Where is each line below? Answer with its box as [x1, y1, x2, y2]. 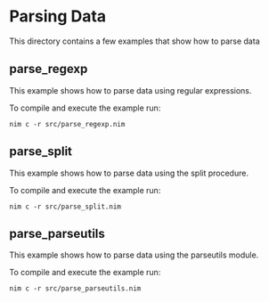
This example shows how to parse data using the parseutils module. [9, 249, 259, 260]
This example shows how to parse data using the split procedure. [9, 167, 249, 178]
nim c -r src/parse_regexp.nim [9, 119, 126, 128]
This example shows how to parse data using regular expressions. [9, 85, 252, 95]
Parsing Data [9, 6, 107, 27]
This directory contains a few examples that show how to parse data [9, 36, 260, 46]
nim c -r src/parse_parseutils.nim [9, 284, 142, 293]
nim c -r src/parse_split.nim [9, 202, 122, 211]
